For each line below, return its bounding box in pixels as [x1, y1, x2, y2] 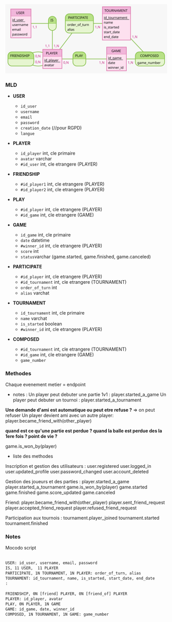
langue [20, 131, 35, 136]
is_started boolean [20, 320, 63, 327]
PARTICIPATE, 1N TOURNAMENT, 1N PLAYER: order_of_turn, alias [5, 571, 141, 576]
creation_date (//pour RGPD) [20, 124, 82, 131]
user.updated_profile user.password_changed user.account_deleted [5, 469, 149, 475]
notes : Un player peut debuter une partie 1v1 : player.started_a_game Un [12, 392, 167, 398]
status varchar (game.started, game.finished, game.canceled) [20, 253, 151, 260]
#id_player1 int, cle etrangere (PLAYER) [20, 181, 105, 187]
